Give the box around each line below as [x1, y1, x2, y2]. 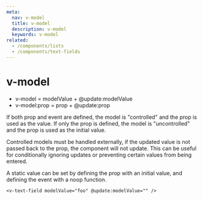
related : [6, 37, 29, 43]
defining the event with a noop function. [6, 176, 107, 183]
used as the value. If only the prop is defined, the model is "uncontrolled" [6, 120, 190, 127]
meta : [6, 9, 20, 15]
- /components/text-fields [12, 49, 80, 55]
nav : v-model [12, 15, 45, 21]
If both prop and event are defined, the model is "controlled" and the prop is [6, 113, 197, 121]
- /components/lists [12, 43, 64, 49]
